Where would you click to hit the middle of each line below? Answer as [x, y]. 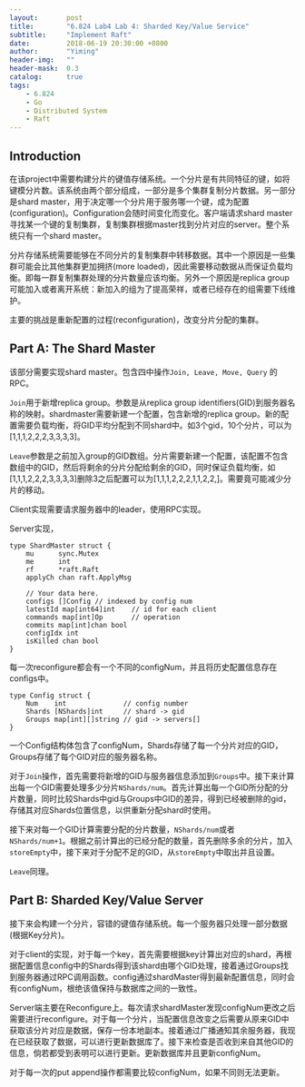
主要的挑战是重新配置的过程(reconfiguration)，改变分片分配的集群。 [137, 320]
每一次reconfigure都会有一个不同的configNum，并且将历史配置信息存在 [143, 667]
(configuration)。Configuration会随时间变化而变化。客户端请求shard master [151, 212]
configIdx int [52, 633]
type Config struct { [50, 696]
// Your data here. [63, 593]
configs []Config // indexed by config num [109, 601]
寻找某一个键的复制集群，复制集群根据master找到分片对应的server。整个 [146, 224]
